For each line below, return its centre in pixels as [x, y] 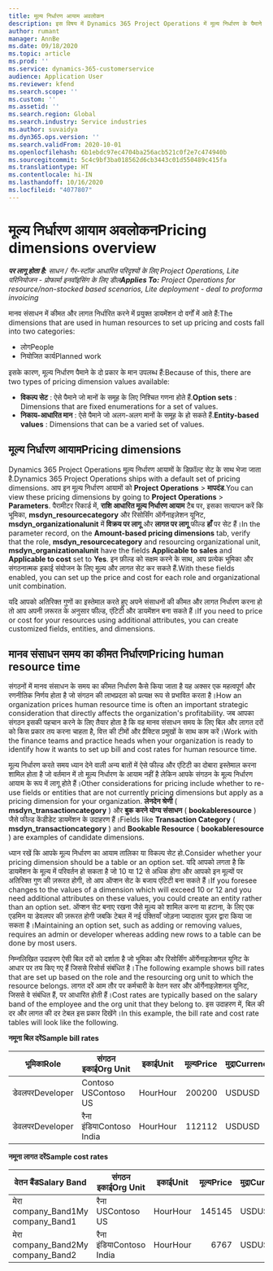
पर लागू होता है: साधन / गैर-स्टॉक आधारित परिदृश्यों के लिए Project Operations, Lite [124, 270]
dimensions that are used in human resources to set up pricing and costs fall [136, 322]
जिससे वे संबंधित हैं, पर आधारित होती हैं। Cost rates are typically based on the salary [133, 995]
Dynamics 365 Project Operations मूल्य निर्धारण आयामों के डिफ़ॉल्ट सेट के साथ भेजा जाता [135, 470]
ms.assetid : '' [34, 107]
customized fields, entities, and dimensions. [82, 628]
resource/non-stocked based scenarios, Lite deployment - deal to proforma [135, 289]
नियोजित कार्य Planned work [61, 356]
